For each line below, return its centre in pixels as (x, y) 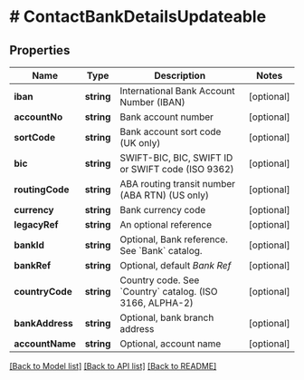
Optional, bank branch (167, 317)
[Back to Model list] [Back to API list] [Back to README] (113, 366)
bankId (29, 245)
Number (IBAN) (152, 102)
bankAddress (44, 323)
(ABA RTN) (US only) (165, 195)
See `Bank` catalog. (161, 251)
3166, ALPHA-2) (157, 303)
